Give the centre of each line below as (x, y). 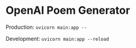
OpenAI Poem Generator (68, 10)
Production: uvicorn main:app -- (46, 27)
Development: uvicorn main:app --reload (57, 38)
